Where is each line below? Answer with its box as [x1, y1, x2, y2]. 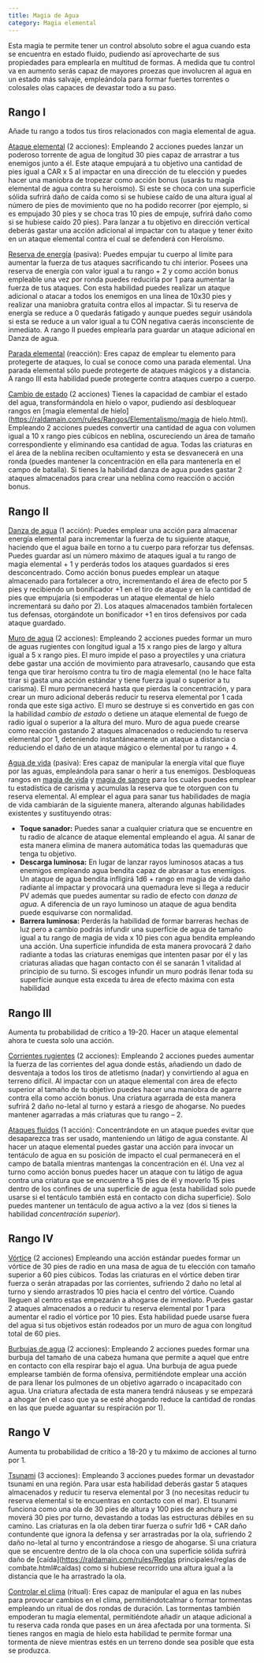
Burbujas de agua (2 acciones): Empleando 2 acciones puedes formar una [8, 1344, 250, 1353]
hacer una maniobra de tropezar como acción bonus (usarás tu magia [8, 176, 235, 185]
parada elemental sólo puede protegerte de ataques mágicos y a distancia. [8, 365, 252, 376]
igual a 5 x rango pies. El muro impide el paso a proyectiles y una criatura [8, 650, 246, 660]
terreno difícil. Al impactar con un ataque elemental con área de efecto [8, 1076, 238, 1086]
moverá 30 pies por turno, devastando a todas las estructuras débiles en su [8, 1512, 255, 1522]
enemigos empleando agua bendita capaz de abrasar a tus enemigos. [19, 866, 247, 875]
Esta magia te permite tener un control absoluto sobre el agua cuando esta [8, 40, 251, 50]
